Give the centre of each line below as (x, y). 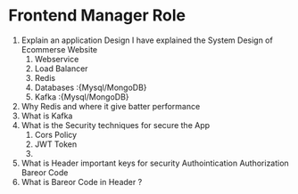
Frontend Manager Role (97, 16)
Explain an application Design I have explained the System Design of (147, 40)
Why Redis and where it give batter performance (111, 106)
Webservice (57, 59)
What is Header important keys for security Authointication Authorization (155, 163)
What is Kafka (47, 116)
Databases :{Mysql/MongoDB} (91, 87)
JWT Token (56, 144)
